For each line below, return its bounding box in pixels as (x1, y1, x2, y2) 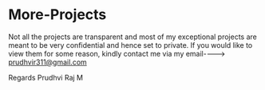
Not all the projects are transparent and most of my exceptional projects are (8, 32, 257, 41)
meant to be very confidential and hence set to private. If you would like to (8, 40, 253, 49)
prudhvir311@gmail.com (8, 57, 88, 67)
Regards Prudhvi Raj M (8, 72, 84, 82)
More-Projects (8, 6, 107, 24)
